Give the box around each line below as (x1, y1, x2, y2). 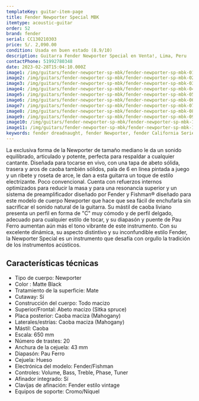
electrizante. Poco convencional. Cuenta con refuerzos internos (6, 178, 162, 185)
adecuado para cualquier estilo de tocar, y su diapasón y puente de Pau (6, 216, 182, 223)
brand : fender (6, 31, 41, 37)
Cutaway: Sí (14, 293, 44, 300)
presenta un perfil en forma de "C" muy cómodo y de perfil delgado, (6, 209, 174, 217)
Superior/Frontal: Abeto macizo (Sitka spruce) (14, 305, 127, 312)
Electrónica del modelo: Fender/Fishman (14, 362, 114, 370)
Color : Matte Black (14, 280, 62, 288)
